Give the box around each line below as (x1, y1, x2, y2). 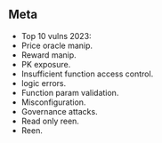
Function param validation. (20, 87, 119, 98)
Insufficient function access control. (20, 68, 154, 79)
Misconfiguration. (20, 97, 86, 107)
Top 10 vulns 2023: (20, 30, 92, 41)
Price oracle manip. (20, 40, 93, 51)
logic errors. (20, 77, 67, 88)
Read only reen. (20, 115, 79, 126)
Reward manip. (20, 49, 77, 60)
